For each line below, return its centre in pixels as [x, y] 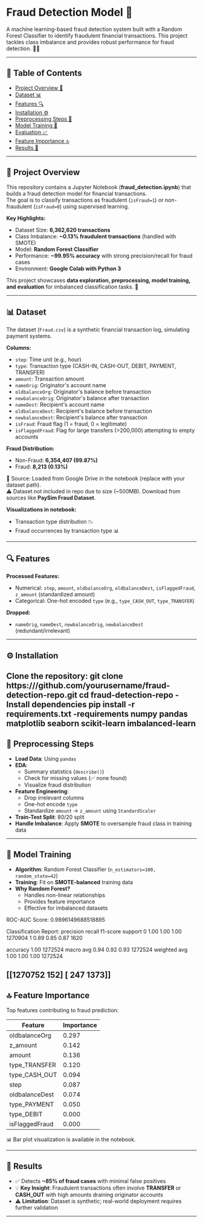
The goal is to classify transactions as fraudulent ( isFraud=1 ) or [85, 200]
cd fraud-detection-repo [126, 695]
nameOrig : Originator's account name [61, 385]
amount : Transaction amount [50, 379]
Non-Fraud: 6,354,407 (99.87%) [56, 461]
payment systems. [29, 336]
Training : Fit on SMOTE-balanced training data [74, 882]
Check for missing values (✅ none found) [76, 778]
